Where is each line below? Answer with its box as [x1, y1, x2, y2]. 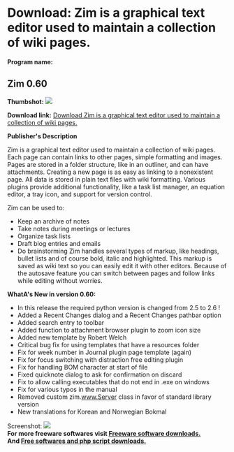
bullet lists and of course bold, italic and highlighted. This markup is [17, 254, 212, 263]
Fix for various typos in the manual [17, 385, 117, 393]
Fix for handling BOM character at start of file [17, 363, 148, 371]
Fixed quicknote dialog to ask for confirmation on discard [17, 370, 182, 379]
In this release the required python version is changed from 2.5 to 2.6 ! [17, 303, 221, 312]
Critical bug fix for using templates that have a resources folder [17, 340, 200, 349]
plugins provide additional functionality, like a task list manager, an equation [7, 182, 225, 191]
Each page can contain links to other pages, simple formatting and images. [7, 152, 223, 161]
